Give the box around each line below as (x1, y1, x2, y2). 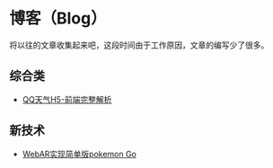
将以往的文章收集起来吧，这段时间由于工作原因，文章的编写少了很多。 (9, 40, 269, 50)
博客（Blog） (9, 8, 107, 29)
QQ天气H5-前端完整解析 (22, 93, 112, 104)
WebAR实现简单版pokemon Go (22, 148, 137, 159)
